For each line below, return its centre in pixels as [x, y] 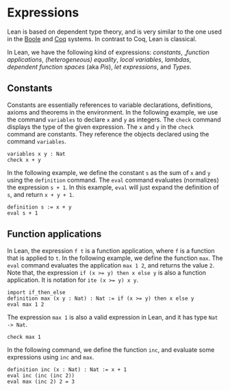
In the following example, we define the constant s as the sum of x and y [109, 172]
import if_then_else [37, 292]
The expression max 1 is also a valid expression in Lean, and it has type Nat [113, 317]
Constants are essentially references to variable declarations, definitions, [110, 105]
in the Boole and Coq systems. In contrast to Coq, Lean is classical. [102, 38]
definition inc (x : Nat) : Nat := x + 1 [67, 369]
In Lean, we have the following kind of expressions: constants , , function [108, 52]
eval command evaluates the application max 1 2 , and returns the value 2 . [111, 265]
